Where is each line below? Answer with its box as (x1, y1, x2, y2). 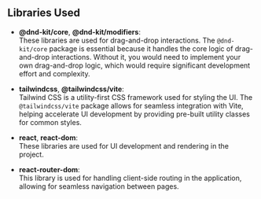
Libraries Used (7, 6, 80, 20)
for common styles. (18, 117, 82, 127)
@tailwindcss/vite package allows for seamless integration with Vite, (18, 101, 244, 110)
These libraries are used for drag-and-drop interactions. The (18, 35, 215, 45)
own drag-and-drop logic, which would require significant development (18, 61, 251, 70)
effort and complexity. (18, 68, 91, 78)
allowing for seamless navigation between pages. (18, 181, 179, 191)
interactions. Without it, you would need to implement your (51, 52, 241, 61)
